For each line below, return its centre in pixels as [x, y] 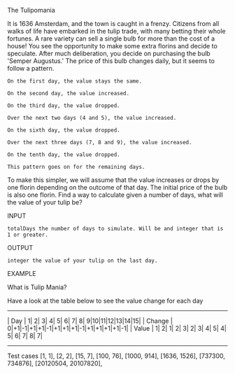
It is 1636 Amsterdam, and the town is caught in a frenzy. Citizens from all [113, 23]
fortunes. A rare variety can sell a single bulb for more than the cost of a [111, 39]
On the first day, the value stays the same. [74, 81]
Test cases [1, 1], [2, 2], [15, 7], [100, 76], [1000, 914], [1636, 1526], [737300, [116, 356]
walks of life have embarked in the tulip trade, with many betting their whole [116, 31]
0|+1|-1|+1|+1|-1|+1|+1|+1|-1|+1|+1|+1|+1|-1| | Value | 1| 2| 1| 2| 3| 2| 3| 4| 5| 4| [117, 328]
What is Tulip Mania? [37, 287]
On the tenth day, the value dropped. [64, 155]
